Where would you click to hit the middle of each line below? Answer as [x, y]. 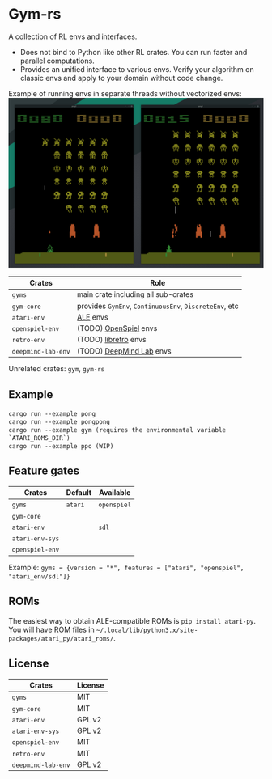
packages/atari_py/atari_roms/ [61, 639]
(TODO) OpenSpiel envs [117, 328]
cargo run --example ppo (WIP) [61, 446]
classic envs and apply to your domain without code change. [121, 78]
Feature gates [44, 471]
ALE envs [92, 317]
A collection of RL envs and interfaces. [73, 36]
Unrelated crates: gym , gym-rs [57, 369]
